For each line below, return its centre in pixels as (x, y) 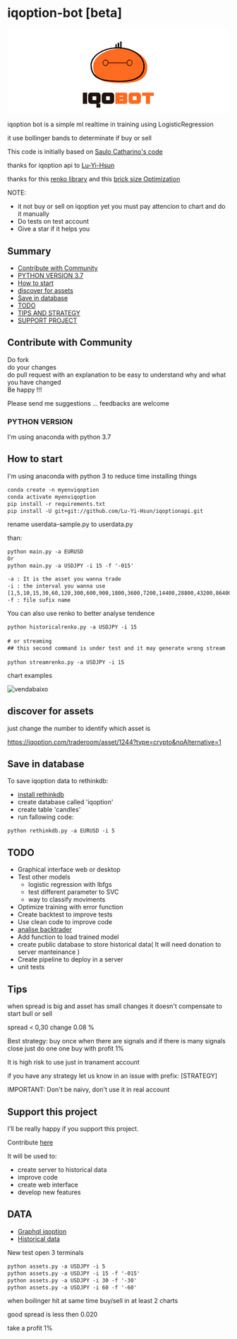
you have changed (34, 382)
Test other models (44, 877)
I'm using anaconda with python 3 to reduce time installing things (102, 476)
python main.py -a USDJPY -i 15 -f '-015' (71, 566)
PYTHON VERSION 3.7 (50, 275)
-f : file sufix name (39, 600)
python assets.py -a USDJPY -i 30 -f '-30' (72, 1280)
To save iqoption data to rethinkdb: (58, 781)
